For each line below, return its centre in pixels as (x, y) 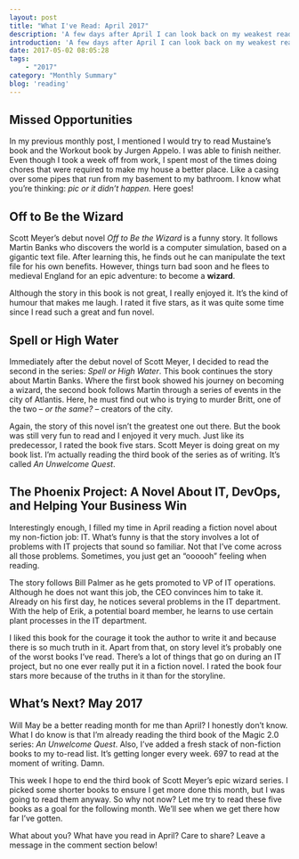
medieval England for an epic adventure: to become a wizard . (122, 276)
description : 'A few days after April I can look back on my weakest (141, 34)
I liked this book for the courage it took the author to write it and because (143, 637)
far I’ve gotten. (36, 818)
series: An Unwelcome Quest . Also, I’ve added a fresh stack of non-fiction (145, 744)
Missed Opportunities (71, 120)
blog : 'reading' (39, 84)
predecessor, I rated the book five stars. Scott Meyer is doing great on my (145, 446)
